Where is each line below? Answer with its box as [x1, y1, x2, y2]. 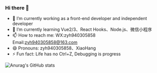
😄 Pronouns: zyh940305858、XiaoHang [12, 45, 96, 51]
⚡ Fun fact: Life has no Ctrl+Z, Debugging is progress [12, 51, 121, 57]
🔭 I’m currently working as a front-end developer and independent [12, 16, 147, 22]
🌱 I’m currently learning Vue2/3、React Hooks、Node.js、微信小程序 [12, 26, 152, 32]
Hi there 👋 [5, 4, 30, 11]
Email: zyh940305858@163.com [12, 39, 78, 46]
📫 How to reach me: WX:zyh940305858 [12, 32, 96, 38]
